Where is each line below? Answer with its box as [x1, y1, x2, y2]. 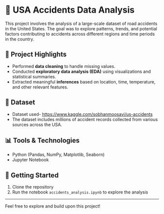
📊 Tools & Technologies [5, 136, 80, 145]
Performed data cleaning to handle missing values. [12, 63, 116, 69]
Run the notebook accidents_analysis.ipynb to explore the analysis [12, 189, 148, 195]
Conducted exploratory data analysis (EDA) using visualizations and [12, 68, 151, 74]
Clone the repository [12, 184, 54, 190]
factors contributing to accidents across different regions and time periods [5, 31, 155, 37]
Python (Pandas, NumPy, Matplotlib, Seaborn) [12, 151, 105, 158]
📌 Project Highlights [5, 50, 67, 59]
